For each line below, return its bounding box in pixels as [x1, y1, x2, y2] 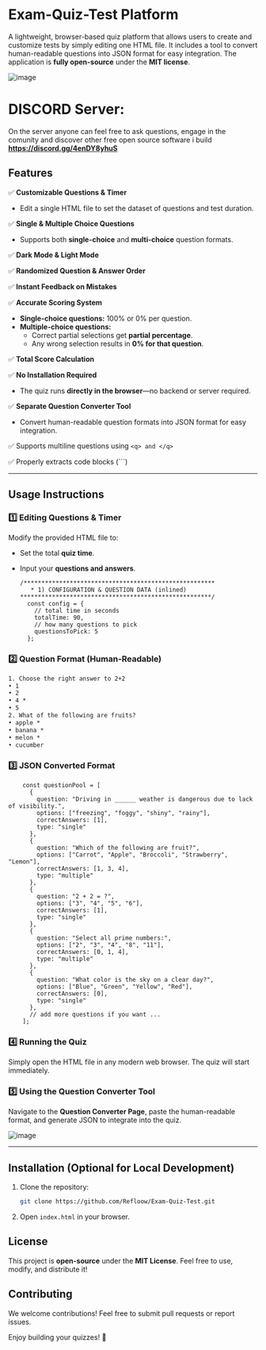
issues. [8, 1317, 32, 1326]
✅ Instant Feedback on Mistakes [8, 282, 117, 291]
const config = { [27, 600, 85, 608]
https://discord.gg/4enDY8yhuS [8, 143, 118, 152]
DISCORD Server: [8, 101, 125, 118]
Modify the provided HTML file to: [8, 533, 119, 543]
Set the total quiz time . [19, 548, 95, 558]
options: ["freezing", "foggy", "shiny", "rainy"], [36, 809, 211, 817]
